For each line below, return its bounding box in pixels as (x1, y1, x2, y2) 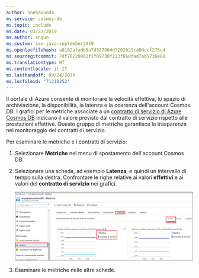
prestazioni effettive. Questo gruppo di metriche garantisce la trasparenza (6, 120, 187, 127)
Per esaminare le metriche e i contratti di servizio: (6, 138, 127, 145)
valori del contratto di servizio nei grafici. (14, 180, 117, 187)
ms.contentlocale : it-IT (6, 66, 68, 72)
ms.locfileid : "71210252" (6, 78, 70, 84)
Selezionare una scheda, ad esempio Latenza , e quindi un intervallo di (14, 168, 187, 175)
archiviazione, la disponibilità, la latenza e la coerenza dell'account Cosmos (6, 101, 191, 109)
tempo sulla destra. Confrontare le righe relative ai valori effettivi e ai (14, 174, 184, 181)
